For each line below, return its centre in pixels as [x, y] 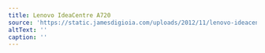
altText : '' [28, 30]
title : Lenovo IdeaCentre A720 [60, 15]
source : [21, 23]
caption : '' [28, 37]
